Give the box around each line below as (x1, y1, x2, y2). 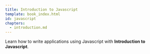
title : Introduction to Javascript (5, 7, 78, 12)
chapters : (5, 20, 26, 26)
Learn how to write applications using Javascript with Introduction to (5, 38, 146, 44)
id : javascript (5, 16, 36, 21)
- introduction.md (9, 25, 48, 30)
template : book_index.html (5, 12, 60, 17)
